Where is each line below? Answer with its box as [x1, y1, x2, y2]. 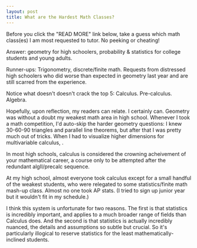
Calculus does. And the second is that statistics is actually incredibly [6, 217, 173, 224]
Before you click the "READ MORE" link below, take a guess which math [6, 30, 180, 37]
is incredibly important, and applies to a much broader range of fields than [6, 211, 187, 218]
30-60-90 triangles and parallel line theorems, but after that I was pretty [6, 126, 182, 133]
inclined [6, 236, 25, 243]
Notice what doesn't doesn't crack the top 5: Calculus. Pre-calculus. [6, 90, 172, 97]
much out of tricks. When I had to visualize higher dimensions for [6, 132, 165, 139]
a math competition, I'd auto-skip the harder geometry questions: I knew [6, 120, 182, 127]
